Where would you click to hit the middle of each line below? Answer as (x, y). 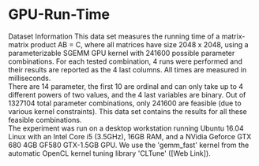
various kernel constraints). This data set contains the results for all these (128, 111)
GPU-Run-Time (59, 15)
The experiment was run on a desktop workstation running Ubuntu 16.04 (126, 128)
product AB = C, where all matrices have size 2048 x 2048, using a (139, 44)
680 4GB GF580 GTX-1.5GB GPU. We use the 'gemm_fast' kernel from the (129, 145)
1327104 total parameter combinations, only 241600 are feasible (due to (125, 103)
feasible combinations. (45, 120)
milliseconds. (30, 78)
